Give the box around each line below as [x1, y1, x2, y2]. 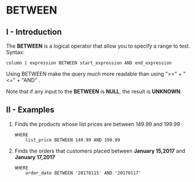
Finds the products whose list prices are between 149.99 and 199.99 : [14, 120, 183, 127]
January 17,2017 [14, 153, 55, 160]
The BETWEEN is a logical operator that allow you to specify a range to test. [6, 42, 190, 49]
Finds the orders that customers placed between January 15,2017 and [14, 147, 186, 154]
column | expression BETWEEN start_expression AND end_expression [6, 60, 172, 66]
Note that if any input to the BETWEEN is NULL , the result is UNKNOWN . [6, 88, 182, 95]
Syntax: [6, 49, 25, 56]
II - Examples [6, 105, 55, 115]
